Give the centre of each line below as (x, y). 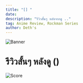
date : (11, 14)
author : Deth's (21, 28)
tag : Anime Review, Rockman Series (42, 23)
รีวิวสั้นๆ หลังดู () (32, 62)
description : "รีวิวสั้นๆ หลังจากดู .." (38, 19)
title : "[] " (19, 10)
